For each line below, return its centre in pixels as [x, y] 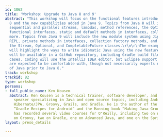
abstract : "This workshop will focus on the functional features [72, 18]
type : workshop [20, 82]
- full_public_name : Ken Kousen [38, 91]
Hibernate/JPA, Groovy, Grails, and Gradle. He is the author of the [86, 104]
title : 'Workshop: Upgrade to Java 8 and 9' [51, 14]
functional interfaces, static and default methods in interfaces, [79, 32]
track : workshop [21, 73]
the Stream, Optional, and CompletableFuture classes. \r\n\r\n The [78, 46]
